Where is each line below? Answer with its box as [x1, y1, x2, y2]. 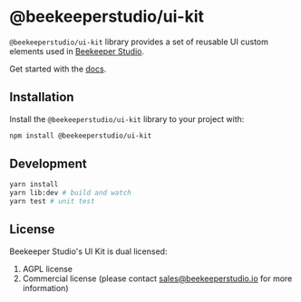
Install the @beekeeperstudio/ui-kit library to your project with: [9, 113, 245, 124]
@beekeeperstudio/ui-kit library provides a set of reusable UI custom [9, 36, 269, 47]
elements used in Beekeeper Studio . [9, 45, 145, 56]
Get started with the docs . [9, 63, 107, 74]
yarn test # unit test [9, 197, 95, 206]
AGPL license [22, 263, 73, 274]
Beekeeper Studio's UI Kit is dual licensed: [9, 246, 168, 257]
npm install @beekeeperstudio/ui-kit [9, 131, 152, 140]
